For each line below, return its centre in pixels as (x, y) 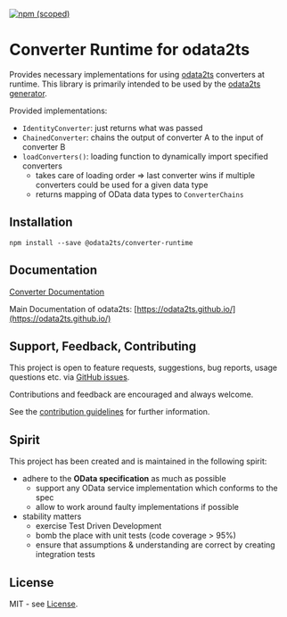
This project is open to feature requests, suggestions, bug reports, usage (143, 368)
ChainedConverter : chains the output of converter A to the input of (143, 137)
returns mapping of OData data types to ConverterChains (139, 194)
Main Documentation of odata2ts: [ (73, 308)
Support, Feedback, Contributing (103, 346)
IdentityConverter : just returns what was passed (112, 128)
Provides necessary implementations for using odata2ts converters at (137, 74)
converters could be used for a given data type (122, 185)
